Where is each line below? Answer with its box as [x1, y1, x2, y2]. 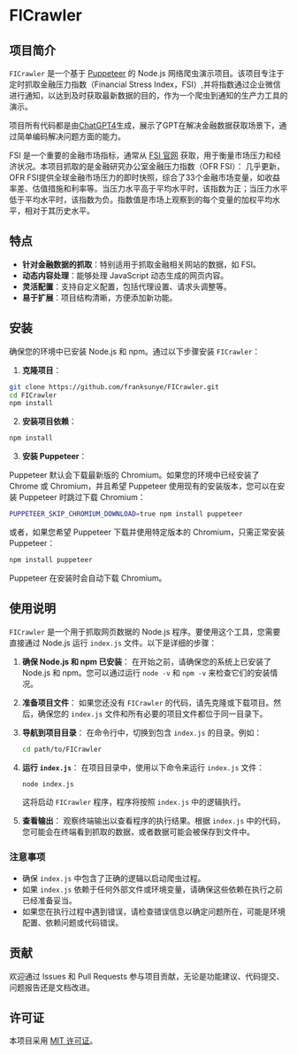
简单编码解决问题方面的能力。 [16, 131, 126, 142]
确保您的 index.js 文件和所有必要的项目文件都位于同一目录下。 [37, 708, 268, 719]
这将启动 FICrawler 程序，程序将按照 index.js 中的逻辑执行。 [21, 797, 246, 808]
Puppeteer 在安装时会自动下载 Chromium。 [9, 573, 167, 583]
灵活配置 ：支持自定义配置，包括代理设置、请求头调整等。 [21, 281, 232, 292]
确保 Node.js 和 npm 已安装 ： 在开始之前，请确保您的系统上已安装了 [21, 656, 272, 667]
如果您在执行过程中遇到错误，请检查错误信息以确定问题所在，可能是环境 [21, 906, 286, 917]
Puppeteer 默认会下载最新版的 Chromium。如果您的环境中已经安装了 [9, 470, 260, 480]
